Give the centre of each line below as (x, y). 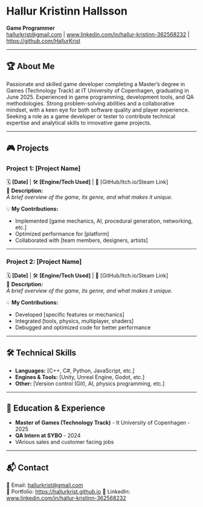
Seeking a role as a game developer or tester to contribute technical (91, 116)
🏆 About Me (31, 66)
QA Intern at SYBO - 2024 (48, 435)
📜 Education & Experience (56, 408)
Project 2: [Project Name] (44, 262)
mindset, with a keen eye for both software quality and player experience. (98, 110)
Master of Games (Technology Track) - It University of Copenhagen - (102, 423)
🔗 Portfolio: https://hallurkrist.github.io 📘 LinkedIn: (68, 492)
